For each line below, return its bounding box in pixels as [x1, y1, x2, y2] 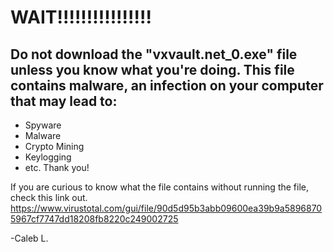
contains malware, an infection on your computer [10, 77, 324, 94]
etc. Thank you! [24, 162, 90, 173]
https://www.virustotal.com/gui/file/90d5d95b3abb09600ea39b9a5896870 [10, 202, 323, 214]
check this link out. [10, 192, 88, 203]
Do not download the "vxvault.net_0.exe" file [10, 46, 298, 63]
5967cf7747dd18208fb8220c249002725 [10, 213, 179, 225]
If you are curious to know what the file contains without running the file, [10, 181, 310, 193]
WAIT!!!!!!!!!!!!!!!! [10, 6, 152, 29]
